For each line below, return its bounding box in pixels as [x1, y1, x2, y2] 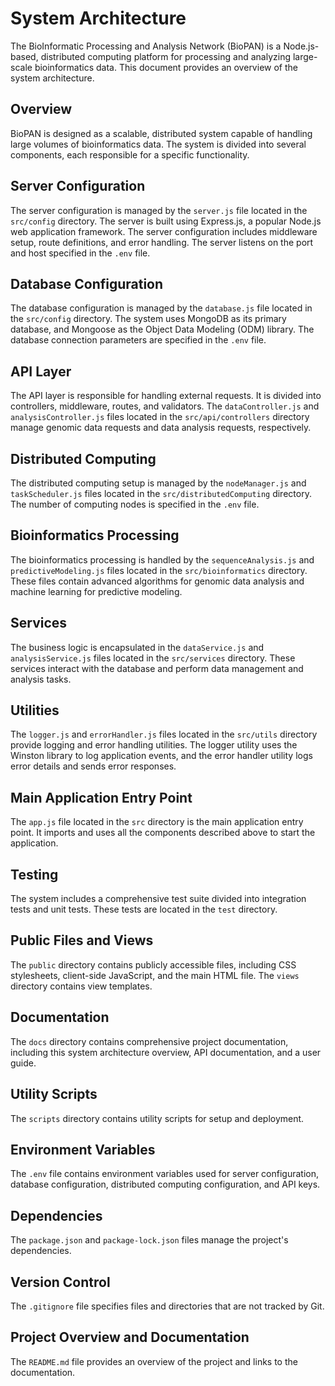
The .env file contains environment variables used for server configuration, [10, 1168, 320, 1180]
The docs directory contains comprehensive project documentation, [10, 1035, 289, 1047]
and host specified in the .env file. [10, 247, 151, 259]
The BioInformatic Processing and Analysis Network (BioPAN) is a [10, 40, 282, 52]
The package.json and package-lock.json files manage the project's [10, 1234, 289, 1246]
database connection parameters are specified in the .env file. [10, 334, 267, 346]
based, [10, 50, 39, 62]
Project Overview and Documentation [10, 1329, 250, 1346]
